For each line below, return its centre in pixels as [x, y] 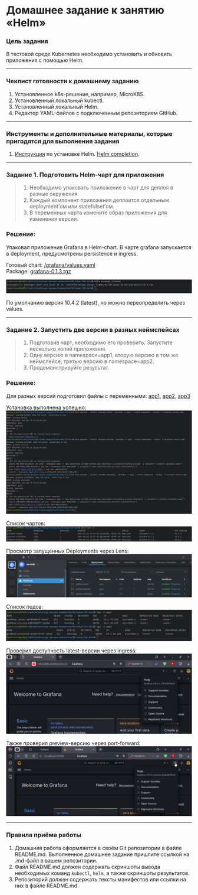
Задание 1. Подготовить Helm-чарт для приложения [85, 175]
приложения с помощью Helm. [45, 60]
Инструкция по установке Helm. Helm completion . [77, 154]
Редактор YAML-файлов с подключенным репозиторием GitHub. [96, 113]
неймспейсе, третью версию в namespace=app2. [92, 361]
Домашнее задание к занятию [85, 10]
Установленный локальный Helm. [57, 106]
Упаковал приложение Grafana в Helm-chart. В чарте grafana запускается [99, 247]
